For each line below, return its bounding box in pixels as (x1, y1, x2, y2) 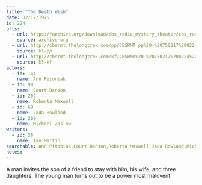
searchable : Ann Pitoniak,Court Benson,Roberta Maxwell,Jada (6, 143, 163, 149)
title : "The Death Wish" (6, 8, 69, 15)
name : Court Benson (17, 87, 66, 93)
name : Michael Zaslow (17, 121, 71, 127)
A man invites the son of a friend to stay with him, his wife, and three (6, 165, 176, 172)
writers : (6, 127, 28, 133)
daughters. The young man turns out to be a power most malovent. (6, 172, 173, 179)
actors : (6, 64, 26, 71)
